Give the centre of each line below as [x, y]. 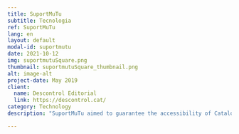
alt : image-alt [30, 73]
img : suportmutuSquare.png [47, 61]
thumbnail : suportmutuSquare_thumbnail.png [73, 67]
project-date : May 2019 [43, 80]
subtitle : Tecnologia [39, 21]
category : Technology [39, 107]
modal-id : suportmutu [39, 47]
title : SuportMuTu [34, 14]
